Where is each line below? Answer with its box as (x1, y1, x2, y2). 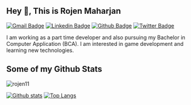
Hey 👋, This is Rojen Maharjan (6, 6, 121, 16)
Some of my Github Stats (6, 64, 102, 74)
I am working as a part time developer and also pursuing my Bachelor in (6, 34, 186, 41)
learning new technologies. (6, 46, 74, 54)
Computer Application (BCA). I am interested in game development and (6, 40, 184, 47)
